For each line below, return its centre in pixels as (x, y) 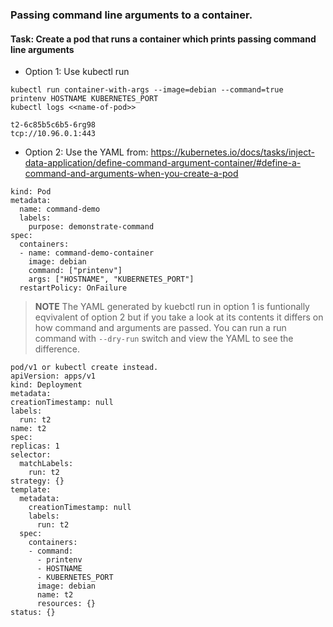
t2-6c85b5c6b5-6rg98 (53, 125)
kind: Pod (31, 192)
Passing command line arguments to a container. (131, 15)
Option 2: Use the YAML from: (86, 152)
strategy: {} (37, 481)
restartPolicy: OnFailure (73, 288)
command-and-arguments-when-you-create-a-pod (131, 174)
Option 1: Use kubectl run (77, 72)
